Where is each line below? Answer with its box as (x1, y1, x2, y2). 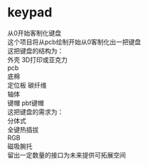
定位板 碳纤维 (7, 81, 47, 89)
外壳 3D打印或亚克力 (7, 55, 68, 64)
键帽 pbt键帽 (7, 98, 44, 107)
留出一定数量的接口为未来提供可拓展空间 (7, 150, 126, 159)
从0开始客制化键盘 (7, 28, 62, 37)
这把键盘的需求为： (7, 108, 64, 116)
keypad (7, 4, 53, 21)
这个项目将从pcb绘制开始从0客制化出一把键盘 (7, 37, 141, 46)
